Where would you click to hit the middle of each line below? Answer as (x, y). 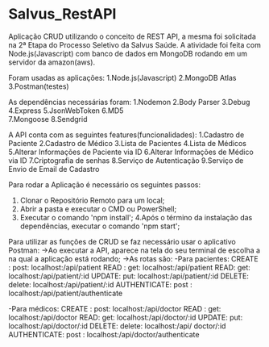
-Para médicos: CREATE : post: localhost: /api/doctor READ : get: (115, 308)
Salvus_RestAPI (62, 14)
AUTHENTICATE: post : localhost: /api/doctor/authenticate (104, 334)
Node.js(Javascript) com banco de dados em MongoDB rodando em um (128, 53)
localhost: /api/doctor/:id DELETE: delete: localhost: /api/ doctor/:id (117, 326)
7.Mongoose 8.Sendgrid (48, 119)
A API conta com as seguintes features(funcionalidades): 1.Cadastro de (126, 135)
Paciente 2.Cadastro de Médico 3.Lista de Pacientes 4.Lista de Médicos (128, 143)
